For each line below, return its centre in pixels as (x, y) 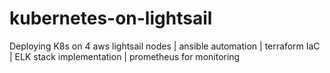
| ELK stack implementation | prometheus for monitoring (125, 56)
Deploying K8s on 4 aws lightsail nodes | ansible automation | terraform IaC (165, 46)
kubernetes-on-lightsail (111, 18)
